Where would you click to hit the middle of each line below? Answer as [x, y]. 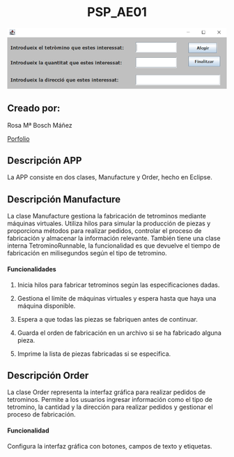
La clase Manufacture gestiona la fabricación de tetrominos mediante [107, 216]
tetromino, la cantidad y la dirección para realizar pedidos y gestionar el [110, 407]
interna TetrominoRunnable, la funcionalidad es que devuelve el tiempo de [114, 246]
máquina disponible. [46, 306]
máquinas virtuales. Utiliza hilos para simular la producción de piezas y [109, 223]
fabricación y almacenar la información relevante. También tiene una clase [114, 239]
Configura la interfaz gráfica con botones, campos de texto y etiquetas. [110, 446]
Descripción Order [48, 375]
